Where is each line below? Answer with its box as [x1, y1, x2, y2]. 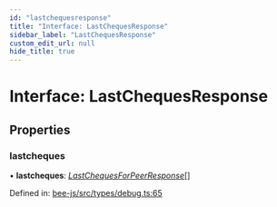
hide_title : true [9, 47, 75, 56]
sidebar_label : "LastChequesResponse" [9, 30, 156, 39]
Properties [9, 122, 71, 137]
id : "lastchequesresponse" [9, 13, 112, 23]
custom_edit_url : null [9, 38, 95, 48]
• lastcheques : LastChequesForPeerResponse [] [9, 170, 191, 181]
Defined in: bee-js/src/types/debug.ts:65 [9, 188, 163, 198]
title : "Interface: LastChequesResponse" [9, 22, 169, 31]
